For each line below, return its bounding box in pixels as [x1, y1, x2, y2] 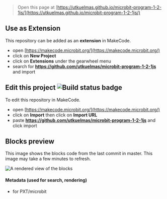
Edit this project [5, 83, 56, 92]
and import [12, 69, 36, 75]
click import [12, 122, 37, 128]
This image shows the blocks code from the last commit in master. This [5, 151, 153, 157]
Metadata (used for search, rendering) [5, 177, 87, 183]
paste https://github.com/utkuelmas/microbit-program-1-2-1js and [12, 117, 156, 123]
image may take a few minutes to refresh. [5, 156, 91, 162]
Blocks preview [5, 137, 54, 146]
